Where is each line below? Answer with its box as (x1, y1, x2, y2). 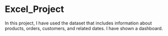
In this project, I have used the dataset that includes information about (5, 20, 152, 26)
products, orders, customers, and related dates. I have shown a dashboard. (5, 25, 163, 31)
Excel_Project (5, 3, 64, 15)
